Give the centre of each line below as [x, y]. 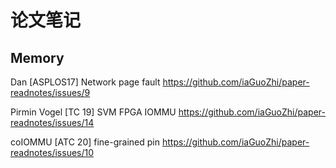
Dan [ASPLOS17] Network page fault [85, 82]
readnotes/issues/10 [52, 152]
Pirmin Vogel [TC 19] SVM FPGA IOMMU [93, 112]
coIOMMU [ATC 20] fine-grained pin [85, 142]
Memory [37, 57]
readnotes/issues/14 [52, 122]
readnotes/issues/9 [50, 92]
